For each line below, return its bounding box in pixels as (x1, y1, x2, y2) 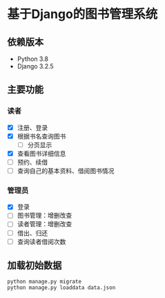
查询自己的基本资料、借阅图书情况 (17, 167, 115, 175)
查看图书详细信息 (17, 149, 66, 158)
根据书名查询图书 (17, 132, 66, 140)
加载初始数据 (7, 260, 62, 272)
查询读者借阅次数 (17, 237, 66, 245)
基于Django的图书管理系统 (7, 6, 158, 22)
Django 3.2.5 (17, 62, 54, 70)
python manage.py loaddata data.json (7, 284, 116, 291)
